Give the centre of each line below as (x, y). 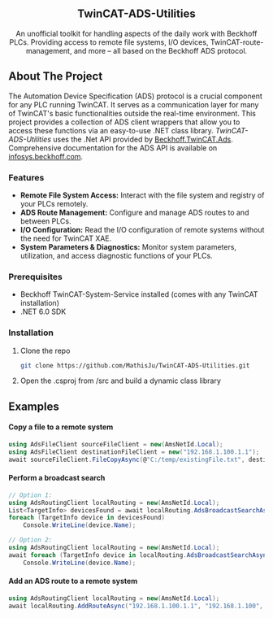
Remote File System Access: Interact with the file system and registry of (142, 195)
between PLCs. (45, 221)
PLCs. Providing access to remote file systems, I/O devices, (109, 42)
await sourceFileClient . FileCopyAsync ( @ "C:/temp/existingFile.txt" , (127, 459)
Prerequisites (35, 276)
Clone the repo (45, 350)
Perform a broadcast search (57, 478)
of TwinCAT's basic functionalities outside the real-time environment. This (132, 113)
